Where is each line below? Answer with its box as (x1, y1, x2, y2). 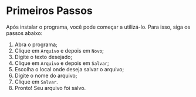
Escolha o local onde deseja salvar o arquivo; (14, 65, 124, 72)
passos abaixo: (6, 29, 43, 36)
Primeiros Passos (6, 4, 93, 18)
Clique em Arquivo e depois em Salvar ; (14, 60, 110, 67)
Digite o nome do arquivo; (14, 72, 77, 79)
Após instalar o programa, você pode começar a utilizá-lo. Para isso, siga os (6, 23, 191, 30)
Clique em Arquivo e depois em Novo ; (14, 47, 104, 54)
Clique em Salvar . (14, 78, 59, 85)
